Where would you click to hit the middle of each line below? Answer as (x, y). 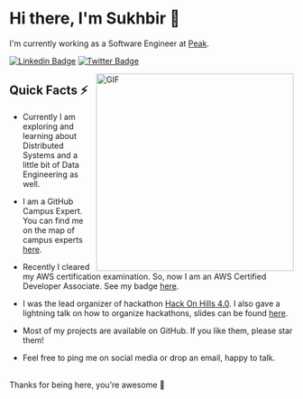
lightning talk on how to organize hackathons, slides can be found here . (155, 313)
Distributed (43, 145)
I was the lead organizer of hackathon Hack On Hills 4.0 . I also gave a (151, 303)
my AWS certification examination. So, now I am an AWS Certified (144, 276)
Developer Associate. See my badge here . (101, 286)
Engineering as (50, 174)
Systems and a (50, 155)
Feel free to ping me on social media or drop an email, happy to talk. (149, 357)
